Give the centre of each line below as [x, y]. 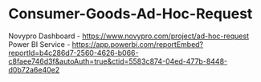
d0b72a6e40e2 [34, 69]
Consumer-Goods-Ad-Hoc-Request [130, 14]
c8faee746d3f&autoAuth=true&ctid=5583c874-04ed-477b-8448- [118, 61]
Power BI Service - [39, 44]
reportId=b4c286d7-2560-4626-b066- [73, 53]
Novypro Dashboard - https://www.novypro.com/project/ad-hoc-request [128, 36]
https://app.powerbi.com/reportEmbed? [138, 44]
